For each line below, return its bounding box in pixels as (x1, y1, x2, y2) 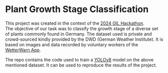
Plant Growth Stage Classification (5, 4, 149, 15)
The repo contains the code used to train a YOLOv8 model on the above (5, 56, 154, 62)
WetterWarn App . (5, 47, 41, 53)
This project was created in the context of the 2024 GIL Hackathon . (5, 20, 144, 26)
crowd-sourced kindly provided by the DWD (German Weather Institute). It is (5, 36, 163, 42)
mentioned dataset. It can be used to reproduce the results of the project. (5, 62, 157, 68)
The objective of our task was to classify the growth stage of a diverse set (5, 25, 158, 31)
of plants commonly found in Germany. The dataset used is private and (5, 31, 152, 37)
